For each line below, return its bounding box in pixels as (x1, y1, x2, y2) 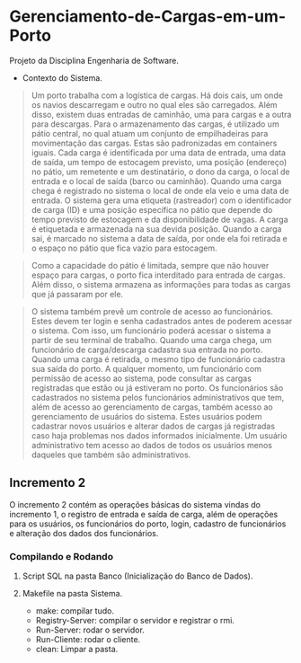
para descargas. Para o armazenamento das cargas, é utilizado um (31, 119, 280, 129)
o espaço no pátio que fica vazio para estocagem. (31, 243, 217, 253)
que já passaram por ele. (31, 288, 124, 299)
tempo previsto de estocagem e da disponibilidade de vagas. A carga (31, 214, 289, 225)
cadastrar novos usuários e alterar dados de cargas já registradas (31, 420, 276, 431)
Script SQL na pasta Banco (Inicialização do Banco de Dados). (22, 570, 253, 581)
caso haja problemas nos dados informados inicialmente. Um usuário (31, 429, 288, 441)
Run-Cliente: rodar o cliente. (35, 634, 141, 645)
